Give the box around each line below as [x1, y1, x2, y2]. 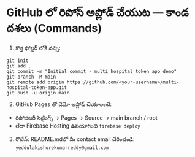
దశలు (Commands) [6, 21, 102, 36]
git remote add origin [6, 79, 64, 85]
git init [6, 58, 29, 64]
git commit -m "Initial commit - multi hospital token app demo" [6, 68, 177, 74]
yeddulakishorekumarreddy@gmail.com [15, 144, 109, 151]
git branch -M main [6, 74, 56, 80]
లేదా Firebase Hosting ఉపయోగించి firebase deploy [15, 122, 141, 129]
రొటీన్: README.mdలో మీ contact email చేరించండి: [15, 135, 135, 143]
